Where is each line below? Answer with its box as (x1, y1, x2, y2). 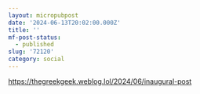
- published (15, 41, 55, 49)
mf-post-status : (8, 33, 61, 42)
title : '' (8, 26, 41, 34)
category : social (8, 56, 65, 63)
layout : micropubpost (8, 11, 79, 20)
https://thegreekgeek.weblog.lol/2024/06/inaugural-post (8, 76, 192, 86)
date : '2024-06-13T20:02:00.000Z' (8, 19, 122, 27)
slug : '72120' (8, 48, 55, 56)
